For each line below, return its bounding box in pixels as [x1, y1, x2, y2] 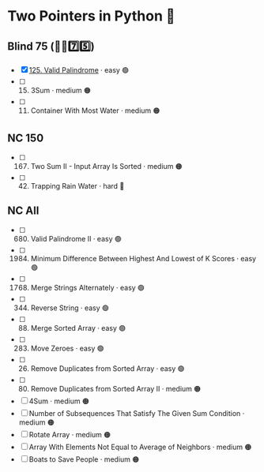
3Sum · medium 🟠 [30, 86, 92, 95]
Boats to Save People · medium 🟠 [28, 454, 140, 464]
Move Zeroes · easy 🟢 [30, 343, 104, 353]
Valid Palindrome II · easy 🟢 [30, 234, 122, 243]
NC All [7, 204, 40, 218]
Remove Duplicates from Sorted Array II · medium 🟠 [30, 384, 202, 393]
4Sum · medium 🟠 [28, 396, 90, 406]
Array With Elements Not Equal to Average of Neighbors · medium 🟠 [28, 442, 252, 451]
